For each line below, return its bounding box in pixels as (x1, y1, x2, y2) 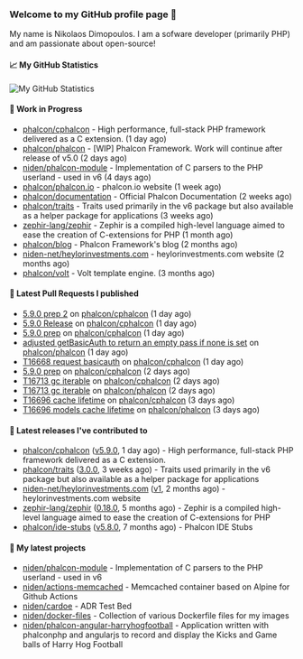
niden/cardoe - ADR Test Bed (22, 600, 133, 612)
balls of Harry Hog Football (22, 639, 124, 650)
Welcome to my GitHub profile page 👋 (9, 8, 178, 21)
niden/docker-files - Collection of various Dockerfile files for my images (22, 610, 290, 621)
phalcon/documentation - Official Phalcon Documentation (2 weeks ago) (22, 190, 293, 201)
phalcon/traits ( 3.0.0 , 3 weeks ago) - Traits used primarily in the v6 (22, 464, 271, 475)
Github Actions (22, 591, 78, 602)
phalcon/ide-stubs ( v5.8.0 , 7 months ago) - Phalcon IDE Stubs (22, 522, 253, 533)
